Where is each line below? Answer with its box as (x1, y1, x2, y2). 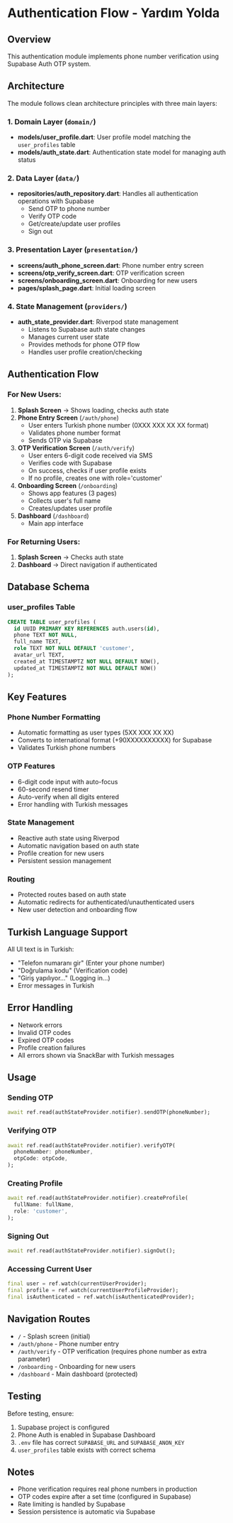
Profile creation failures (17, 1043, 86, 1052)
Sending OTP (7, 1093, 54, 1102)
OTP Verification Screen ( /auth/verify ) (17, 443, 135, 452)
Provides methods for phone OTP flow (28, 340, 140, 349)
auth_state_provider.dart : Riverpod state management (17, 318, 179, 326)
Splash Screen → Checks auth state (17, 553, 124, 561)
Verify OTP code (28, 212, 76, 221)
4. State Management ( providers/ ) (7, 301, 127, 311)
